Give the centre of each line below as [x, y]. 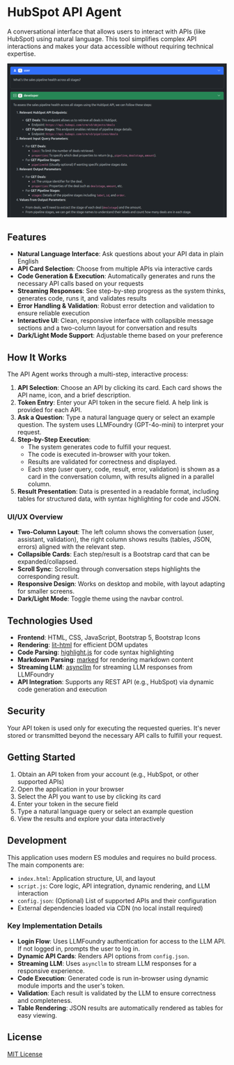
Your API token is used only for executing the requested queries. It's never [114, 728]
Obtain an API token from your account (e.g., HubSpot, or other [108, 774]
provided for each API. [49, 409]
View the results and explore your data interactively [91, 818]
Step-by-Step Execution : [54, 439]
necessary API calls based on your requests [80, 284]
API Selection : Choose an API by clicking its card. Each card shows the [119, 387]
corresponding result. [48, 577]
